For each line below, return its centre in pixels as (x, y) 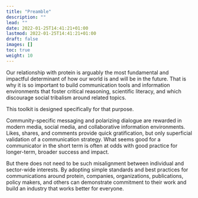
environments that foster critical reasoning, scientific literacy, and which (94, 91)
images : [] (20, 45)
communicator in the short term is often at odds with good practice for (92, 145)
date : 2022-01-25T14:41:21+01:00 (47, 28)
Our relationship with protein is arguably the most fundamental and (87, 72)
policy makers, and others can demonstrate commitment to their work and (96, 182)
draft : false (22, 39)
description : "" (26, 17)
